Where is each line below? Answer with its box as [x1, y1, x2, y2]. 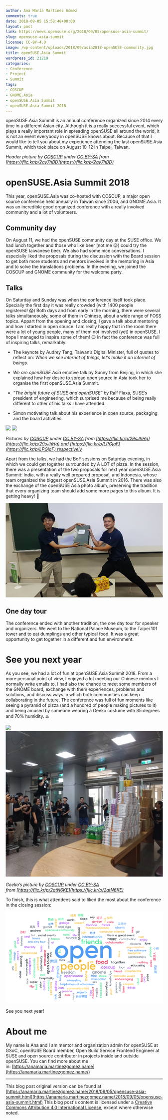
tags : [5, 82, 17, 87]
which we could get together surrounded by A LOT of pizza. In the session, [5, 461, 160, 467]
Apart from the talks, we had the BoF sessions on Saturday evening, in [5, 456, 150, 462]
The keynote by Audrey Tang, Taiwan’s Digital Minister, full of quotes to [12, 349, 159, 355]
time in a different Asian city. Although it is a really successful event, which [5, 123, 160, 129]
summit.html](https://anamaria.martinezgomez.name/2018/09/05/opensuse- [5, 1094, 163, 1100]
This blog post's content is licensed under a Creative [43, 1099, 153, 1105]
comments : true [5, 13, 37, 19]
